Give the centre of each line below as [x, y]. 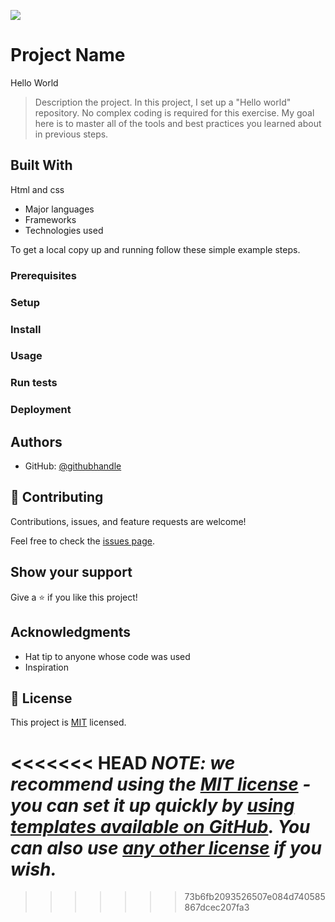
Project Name [68, 55]
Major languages [59, 209]
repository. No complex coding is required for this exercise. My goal [174, 112]
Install [26, 329]
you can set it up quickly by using [152, 805]
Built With [41, 165]
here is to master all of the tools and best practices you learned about [178, 123]
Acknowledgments [71, 632]
